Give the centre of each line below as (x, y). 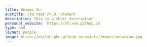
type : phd (15, 28)
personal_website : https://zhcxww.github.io (53, 23)
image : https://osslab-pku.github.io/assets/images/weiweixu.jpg (73, 37)
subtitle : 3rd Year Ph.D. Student (41, 14)
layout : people (21, 32)
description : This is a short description (49, 19)
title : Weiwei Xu (23, 10)
